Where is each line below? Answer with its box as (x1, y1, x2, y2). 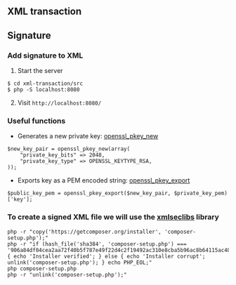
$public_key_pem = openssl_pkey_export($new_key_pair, (7, 190, 171, 197)
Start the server (17, 67, 63, 75)
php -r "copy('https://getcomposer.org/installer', (7, 228, 162, 235)
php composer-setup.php (7, 265, 77, 272)
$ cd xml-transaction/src (7, 80, 83, 87)
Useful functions (7, 116, 66, 126)
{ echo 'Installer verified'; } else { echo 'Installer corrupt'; (7, 253, 206, 260)
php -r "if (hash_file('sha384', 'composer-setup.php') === (7, 240, 188, 248)
